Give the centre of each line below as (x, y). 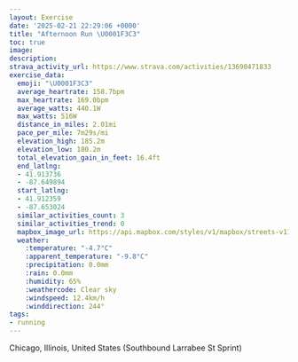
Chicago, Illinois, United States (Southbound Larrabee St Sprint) (125, 348)
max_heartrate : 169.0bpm (63, 100)
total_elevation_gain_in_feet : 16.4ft (89, 157)
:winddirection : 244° (65, 306)
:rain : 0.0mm (49, 273)
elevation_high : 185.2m (61, 141)
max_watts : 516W (47, 116)
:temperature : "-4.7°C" (69, 248)
